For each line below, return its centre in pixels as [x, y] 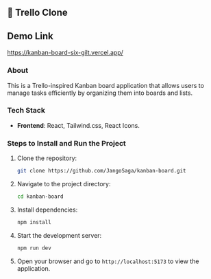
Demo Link [30, 36]
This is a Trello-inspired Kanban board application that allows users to [105, 85]
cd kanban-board [40, 197]
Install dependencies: [47, 210]
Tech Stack [26, 111]
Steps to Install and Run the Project [67, 143]
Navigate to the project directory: [64, 183]
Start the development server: [59, 235]
